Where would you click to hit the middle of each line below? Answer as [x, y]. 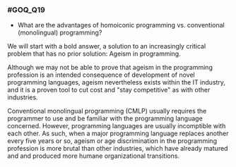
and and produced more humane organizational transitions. [94, 156]
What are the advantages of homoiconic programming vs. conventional [121, 25]
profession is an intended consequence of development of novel [101, 75]
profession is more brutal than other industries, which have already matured [118, 149]
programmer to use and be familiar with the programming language [105, 118]
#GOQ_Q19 [26, 10]
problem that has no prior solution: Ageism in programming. [94, 54]
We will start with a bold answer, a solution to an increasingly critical [107, 47]
